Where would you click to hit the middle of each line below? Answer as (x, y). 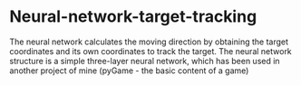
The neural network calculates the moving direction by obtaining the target (149, 42)
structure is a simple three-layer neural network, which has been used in (145, 61)
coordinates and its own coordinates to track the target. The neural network (150, 51)
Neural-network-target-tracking (133, 17)
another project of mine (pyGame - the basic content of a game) (129, 71)
